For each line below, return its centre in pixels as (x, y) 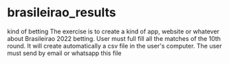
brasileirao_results (62, 13)
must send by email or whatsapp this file (64, 53)
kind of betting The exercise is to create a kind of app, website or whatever (113, 31)
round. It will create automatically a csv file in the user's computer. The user (115, 46)
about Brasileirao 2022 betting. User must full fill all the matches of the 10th (114, 38)
